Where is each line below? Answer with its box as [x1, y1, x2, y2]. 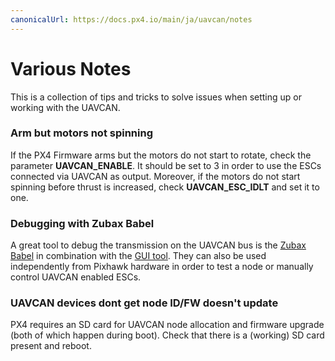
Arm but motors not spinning [10, 126, 154, 140]
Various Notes [10, 57, 132, 80]
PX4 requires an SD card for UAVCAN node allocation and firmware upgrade [10, 319, 325, 331]
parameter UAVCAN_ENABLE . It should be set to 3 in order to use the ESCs [10, 159, 322, 171]
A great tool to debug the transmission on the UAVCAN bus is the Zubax [10, 239, 307, 251]
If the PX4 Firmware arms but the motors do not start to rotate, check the [10, 149, 312, 161]
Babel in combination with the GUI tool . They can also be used [10, 250, 267, 262]
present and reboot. [10, 340, 92, 352]
